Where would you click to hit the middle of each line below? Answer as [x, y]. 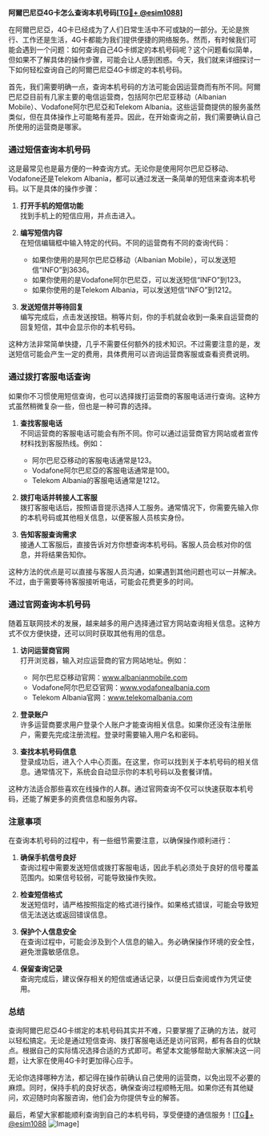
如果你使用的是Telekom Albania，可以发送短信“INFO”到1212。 [134, 290]
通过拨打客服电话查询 [49, 377]
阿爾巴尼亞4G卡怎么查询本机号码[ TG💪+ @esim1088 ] [96, 12]
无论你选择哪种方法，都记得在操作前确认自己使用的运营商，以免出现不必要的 [134, 1077]
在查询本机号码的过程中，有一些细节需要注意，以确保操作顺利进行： [120, 841]
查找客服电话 [41, 423]
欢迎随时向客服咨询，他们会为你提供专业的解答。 [103, 1097]
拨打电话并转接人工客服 [58, 497]
